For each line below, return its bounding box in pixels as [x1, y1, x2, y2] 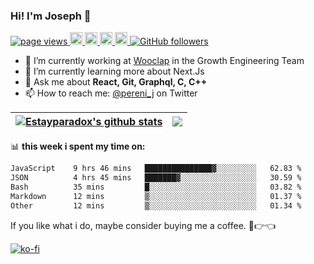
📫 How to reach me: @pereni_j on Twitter [24, 87, 198, 99]
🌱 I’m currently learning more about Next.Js [24, 65, 205, 78]
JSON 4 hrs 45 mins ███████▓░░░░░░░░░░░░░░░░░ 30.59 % [10, 173, 302, 183]
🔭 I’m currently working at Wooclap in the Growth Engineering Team [24, 55, 305, 67]
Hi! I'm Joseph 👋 [10, 9, 92, 23]
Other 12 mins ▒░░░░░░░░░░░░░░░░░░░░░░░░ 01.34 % [10, 200, 302, 211]
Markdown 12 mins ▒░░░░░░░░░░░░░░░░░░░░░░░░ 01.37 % [10, 191, 302, 201]
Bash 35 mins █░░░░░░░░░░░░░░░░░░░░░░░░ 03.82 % [10, 182, 302, 193]
